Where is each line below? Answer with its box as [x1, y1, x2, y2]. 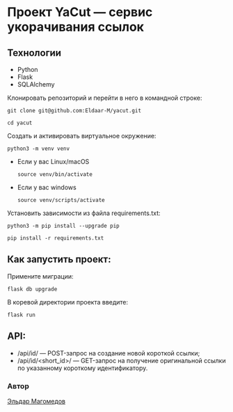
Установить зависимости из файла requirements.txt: [7, 209, 161, 217]
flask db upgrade [7, 286, 58, 293]
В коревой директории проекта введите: [7, 297, 129, 306]
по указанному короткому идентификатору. [17, 364, 148, 372]
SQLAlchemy [17, 80, 55, 88]
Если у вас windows [17, 183, 77, 191]
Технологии [7, 47, 61, 59]
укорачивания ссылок [7, 19, 145, 35]
